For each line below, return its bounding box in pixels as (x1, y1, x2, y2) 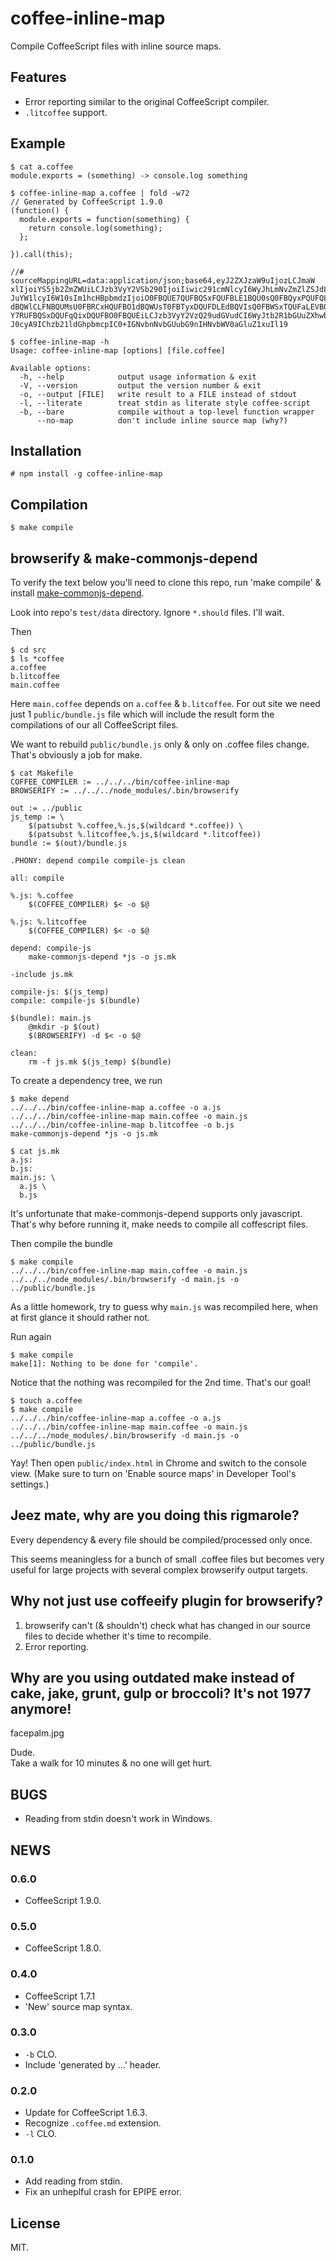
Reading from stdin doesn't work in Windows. (24, 1813, 213, 1825)
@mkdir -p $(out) (28, 1022, 101, 1032)
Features (10, 69, 67, 86)
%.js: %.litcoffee (10, 917, 87, 927)
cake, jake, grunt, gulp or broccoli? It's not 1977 (10, 1685, 312, 1702)
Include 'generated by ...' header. (24, 2058, 162, 2071)
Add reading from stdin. (24, 2175, 123, 2187)
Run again (10, 1331, 52, 1342)
